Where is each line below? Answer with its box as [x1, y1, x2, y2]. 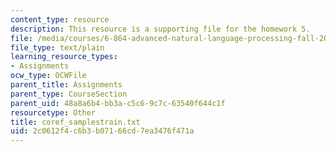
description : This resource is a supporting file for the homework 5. [10, 24, 311, 34]
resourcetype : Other [10, 107, 97, 118]
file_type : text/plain [10, 42, 105, 53]
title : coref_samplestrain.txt [10, 117, 141, 127]
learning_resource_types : [10, 52, 118, 62]
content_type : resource [10, 14, 110, 25]
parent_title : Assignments [10, 80, 123, 90]
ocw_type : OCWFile [10, 71, 87, 81]
